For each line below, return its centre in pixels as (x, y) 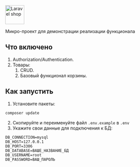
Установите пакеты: (34, 104)
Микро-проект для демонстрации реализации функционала (70, 31)
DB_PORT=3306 (19, 146)
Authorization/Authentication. (43, 59)
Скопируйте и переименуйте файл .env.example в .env (71, 122)
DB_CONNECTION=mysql (27, 137)
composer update (22, 113)
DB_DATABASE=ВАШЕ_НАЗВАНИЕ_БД (37, 151)
